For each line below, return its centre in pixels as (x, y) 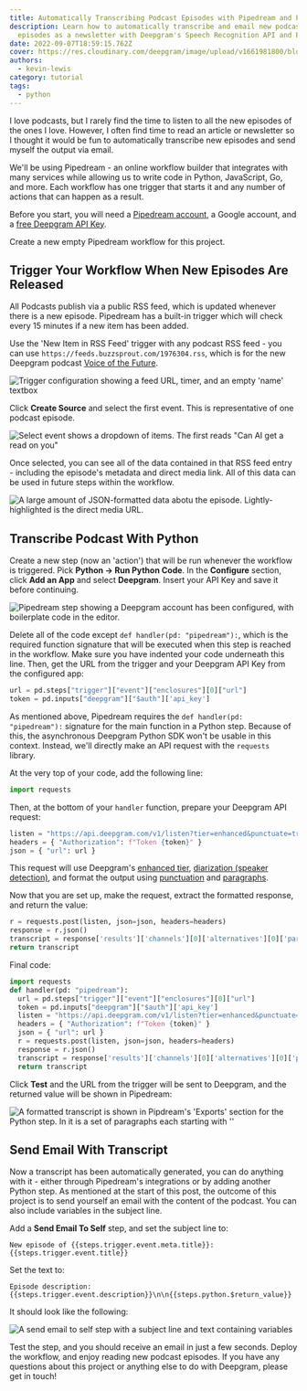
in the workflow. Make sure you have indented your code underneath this (147, 654)
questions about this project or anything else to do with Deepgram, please (149, 1366)
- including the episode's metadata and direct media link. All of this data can (153, 473)
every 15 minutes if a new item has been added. (99, 326)
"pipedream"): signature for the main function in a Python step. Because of (150, 726)
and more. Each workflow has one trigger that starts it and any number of (148, 186)
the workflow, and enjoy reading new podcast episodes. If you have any (145, 1357)
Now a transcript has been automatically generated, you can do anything (147, 1172)
